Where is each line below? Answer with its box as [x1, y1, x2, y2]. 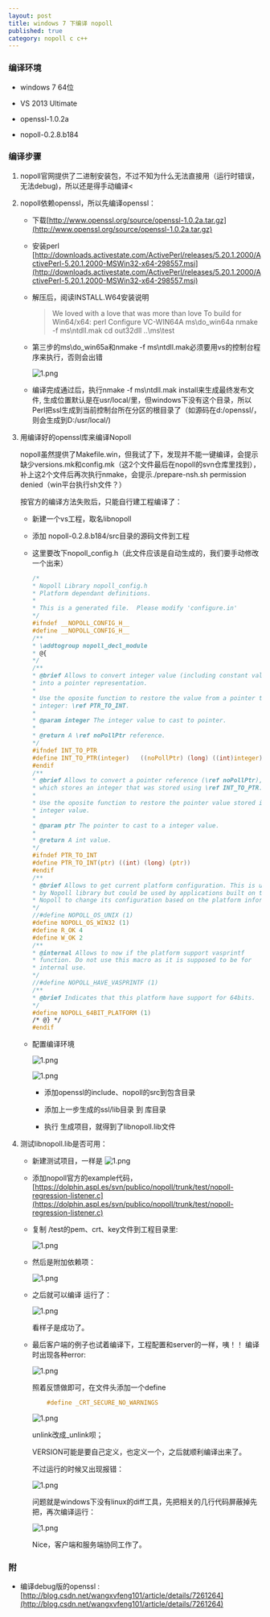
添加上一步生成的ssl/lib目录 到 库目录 [43, 1105, 166, 1114]
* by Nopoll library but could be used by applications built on [31, 889, 256, 897]
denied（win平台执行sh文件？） [19, 479, 126, 489]
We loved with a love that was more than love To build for [51, 308, 242, 318]
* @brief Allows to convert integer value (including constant [31, 672, 249, 680]
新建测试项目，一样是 [31, 1156, 103, 1166]
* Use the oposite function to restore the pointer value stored [31, 799, 256, 807]
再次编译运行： [46, 1507, 96, 1517]
